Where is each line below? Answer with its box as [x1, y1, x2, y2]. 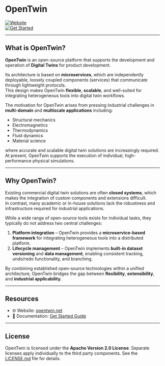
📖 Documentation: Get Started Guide [12, 313, 86, 319]
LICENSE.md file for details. [5, 356, 61, 362]
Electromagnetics [12, 122, 48, 128]
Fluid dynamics [12, 132, 43, 138]
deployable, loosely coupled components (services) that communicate [5, 77, 148, 83]
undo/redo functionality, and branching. [12, 256, 93, 262]
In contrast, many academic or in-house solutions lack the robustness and [5, 200, 155, 206]
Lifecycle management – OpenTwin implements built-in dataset [12, 245, 143, 251]
